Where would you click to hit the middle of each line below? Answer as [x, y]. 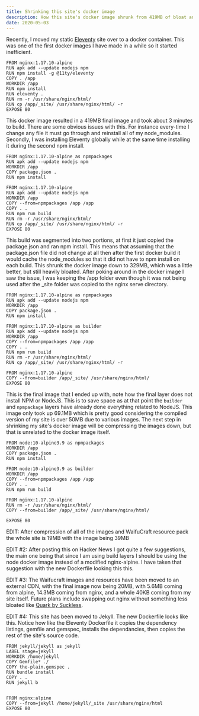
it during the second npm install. [45, 146]
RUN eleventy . [25, 94]
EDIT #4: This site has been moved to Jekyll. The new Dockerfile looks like [97, 616]
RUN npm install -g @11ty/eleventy [50, 73]
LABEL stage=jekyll [30, 652]
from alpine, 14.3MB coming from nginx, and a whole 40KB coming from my [99, 593]
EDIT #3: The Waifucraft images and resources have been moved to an [93, 580]
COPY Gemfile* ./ [28, 662]
